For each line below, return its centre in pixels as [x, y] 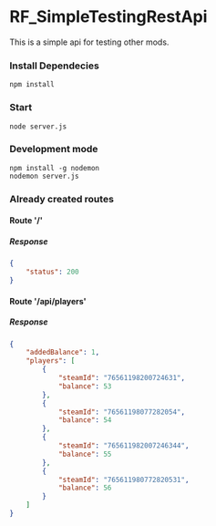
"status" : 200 [52, 272]
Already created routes [62, 199]
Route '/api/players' [48, 301]
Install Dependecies [55, 66]
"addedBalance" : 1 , [63, 353]
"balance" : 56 [85, 488]
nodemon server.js [44, 176]
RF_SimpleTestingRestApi [108, 17]
